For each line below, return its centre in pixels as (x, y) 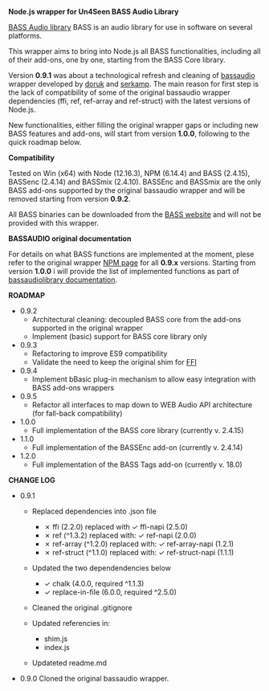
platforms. (25, 36)
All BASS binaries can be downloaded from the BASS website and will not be (135, 215)
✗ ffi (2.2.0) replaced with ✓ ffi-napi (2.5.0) (116, 527)
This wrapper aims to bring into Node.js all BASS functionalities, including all (134, 51)
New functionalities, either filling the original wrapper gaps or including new (134, 125)
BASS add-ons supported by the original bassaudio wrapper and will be (127, 190)
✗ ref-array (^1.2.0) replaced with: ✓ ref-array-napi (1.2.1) (139, 544)
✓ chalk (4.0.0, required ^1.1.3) (94, 583)
